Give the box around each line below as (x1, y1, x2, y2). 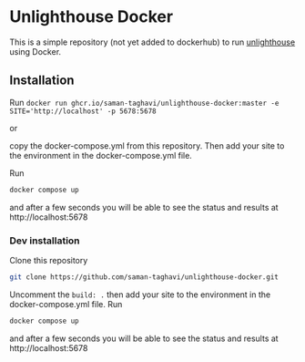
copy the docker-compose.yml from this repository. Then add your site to (9, 140, 285, 151)
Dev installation (9, 234, 80, 247)
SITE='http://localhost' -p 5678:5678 (9, 107, 157, 116)
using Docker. (9, 46, 62, 57)
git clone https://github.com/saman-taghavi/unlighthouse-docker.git (9, 272, 280, 282)
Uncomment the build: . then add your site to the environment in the (9, 289, 271, 300)
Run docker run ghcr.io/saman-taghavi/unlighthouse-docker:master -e (9, 97, 280, 108)
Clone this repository (9, 254, 88, 265)
